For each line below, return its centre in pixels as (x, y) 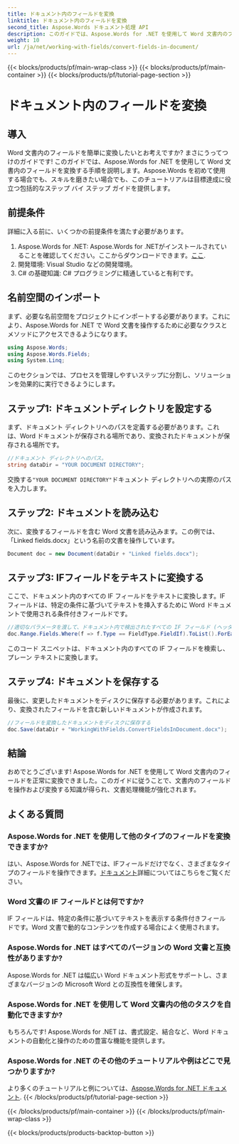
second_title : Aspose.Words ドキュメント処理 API (78, 27)
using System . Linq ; (36, 361)
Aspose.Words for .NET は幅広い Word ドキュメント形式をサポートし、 (111, 975)
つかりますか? (31, 1071)
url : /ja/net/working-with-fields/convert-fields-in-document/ (103, 47)
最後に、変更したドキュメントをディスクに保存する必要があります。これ (113, 700)
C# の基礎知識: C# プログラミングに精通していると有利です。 (107, 273)
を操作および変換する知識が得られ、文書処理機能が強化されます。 (104, 790)
